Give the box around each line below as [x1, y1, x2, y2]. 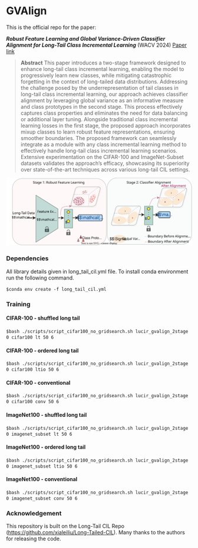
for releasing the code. [6, 535, 61, 542]
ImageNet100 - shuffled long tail [6, 411, 87, 418]
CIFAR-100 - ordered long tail [6, 347, 79, 354]
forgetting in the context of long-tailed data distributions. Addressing [20, 78, 188, 85]
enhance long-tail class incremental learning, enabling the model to [20, 65, 184, 72]
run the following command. [6, 274, 75, 281]
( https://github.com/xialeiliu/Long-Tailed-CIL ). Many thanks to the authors [6, 529, 186, 536]
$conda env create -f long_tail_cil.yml [6, 286, 107, 292]
